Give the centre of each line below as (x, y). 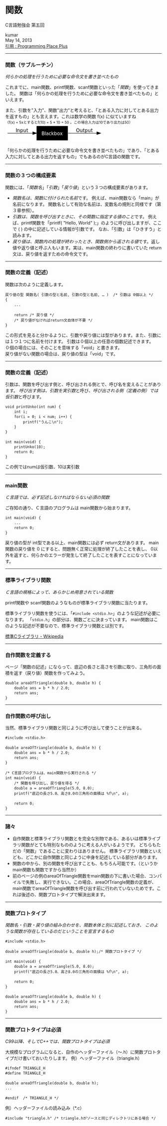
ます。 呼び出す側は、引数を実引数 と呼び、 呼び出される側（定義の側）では (82, 391)
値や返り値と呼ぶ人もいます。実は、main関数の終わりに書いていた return (87, 247)
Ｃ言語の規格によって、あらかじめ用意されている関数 (59, 592)
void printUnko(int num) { (33, 407)
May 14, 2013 (19, 40)
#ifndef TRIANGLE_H (25, 1068)
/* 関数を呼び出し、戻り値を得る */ (47, 784)
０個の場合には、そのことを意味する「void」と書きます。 (64, 347)
